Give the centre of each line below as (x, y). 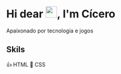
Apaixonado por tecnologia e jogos (50, 31)
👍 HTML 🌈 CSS (26, 64)
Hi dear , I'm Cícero (61, 14)
